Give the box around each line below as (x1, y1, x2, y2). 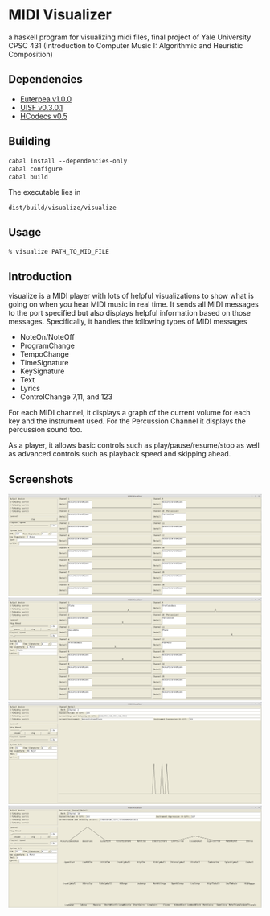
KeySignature (19, 366, 65, 376)
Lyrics (19, 384, 40, 394)
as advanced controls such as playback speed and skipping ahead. (8, 449, 231, 459)
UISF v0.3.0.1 (19, 102, 63, 112)
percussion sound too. (8, 425, 83, 435)
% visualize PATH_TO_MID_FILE (8, 248, 110, 256)
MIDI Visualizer (8, 6, 112, 24)
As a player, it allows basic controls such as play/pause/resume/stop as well (8, 440, 260, 450)
